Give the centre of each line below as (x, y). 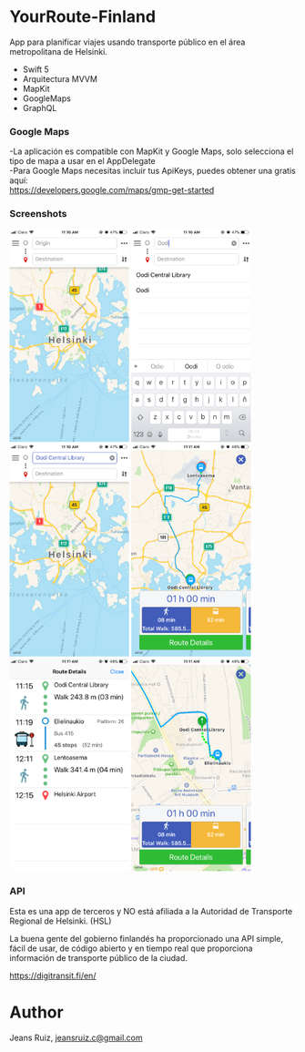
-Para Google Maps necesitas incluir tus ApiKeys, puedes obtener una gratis (152, 171)
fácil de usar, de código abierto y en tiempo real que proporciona (131, 948)
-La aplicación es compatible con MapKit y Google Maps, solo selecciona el (152, 151)
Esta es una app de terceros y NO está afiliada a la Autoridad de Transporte (151, 911)
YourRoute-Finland (83, 17)
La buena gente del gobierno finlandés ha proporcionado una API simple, (147, 938)
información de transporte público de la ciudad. (99, 957)
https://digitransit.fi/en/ (53, 975)
